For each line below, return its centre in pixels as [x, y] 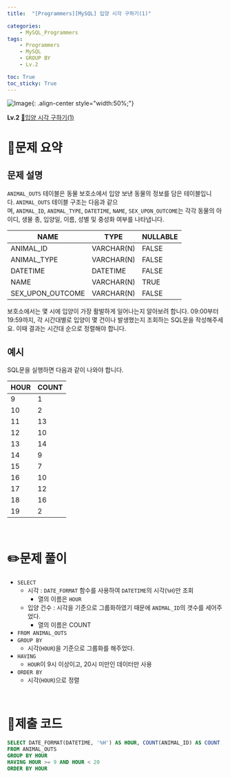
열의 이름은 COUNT [64, 625]
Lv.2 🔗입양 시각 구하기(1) [41, 117]
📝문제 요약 [35, 147]
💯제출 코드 [35, 724]
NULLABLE [160, 237]
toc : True [21, 77]
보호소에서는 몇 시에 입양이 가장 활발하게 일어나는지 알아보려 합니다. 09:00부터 [113, 311]
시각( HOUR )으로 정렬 [53, 680]
